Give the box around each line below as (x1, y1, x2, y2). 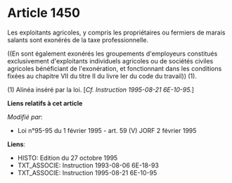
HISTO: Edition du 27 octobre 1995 (17, 153, 118, 162)
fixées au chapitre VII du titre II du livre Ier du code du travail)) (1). (7, 72, 197, 80)
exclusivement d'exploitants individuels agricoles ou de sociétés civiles (7, 56, 214, 65)
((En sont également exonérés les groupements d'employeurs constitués (7, 49, 218, 58)
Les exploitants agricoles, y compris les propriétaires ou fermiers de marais (7, 28, 226, 37)
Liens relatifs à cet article (7, 99, 83, 107)
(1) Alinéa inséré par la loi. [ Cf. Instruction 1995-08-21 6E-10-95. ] (7, 85, 195, 94)
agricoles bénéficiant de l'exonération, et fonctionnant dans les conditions (7, 64, 222, 72)
